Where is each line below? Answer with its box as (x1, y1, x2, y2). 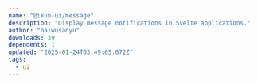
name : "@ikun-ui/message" (8, 11, 94, 20)
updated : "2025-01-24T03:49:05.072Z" (8, 48, 134, 56)
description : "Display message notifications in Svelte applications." (8, 19, 251, 27)
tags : (8, 56, 26, 64)
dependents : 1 (8, 41, 56, 49)
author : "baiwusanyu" (8, 26, 80, 34)
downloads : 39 (8, 33, 56, 42)
